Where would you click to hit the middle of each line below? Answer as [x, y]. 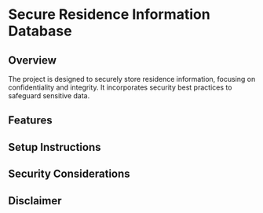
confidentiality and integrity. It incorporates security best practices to [120, 87]
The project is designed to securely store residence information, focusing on [132, 79]
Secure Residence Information [109, 15]
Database [40, 31]
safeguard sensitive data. [49, 95]
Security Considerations [69, 174]
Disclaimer [35, 201]
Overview [33, 60]
